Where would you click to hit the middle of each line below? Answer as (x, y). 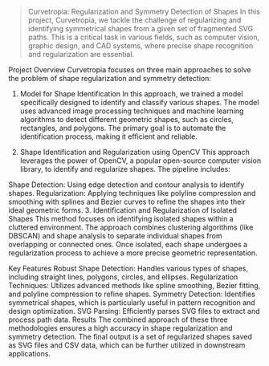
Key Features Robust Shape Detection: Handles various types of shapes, (128, 268)
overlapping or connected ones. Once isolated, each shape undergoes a (128, 244)
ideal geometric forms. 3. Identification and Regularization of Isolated (122, 210)
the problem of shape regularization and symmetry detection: (110, 78)
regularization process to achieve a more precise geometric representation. (133, 253)
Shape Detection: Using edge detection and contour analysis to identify (126, 185)
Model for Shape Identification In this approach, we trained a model (131, 94)
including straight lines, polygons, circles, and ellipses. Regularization (123, 277)
